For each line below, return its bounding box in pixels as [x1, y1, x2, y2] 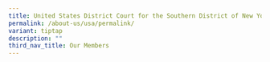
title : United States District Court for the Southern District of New [8, 11, 253, 20]
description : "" [8, 34, 63, 43]
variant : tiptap [8, 27, 63, 35]
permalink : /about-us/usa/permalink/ [8, 19, 135, 27]
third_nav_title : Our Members [8, 42, 110, 50]
